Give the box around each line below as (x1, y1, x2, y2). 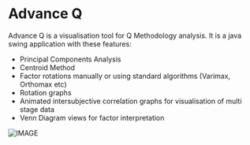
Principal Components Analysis (19, 54, 121, 64)
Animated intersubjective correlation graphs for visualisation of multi (19, 96, 242, 106)
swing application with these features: (8, 39, 132, 48)
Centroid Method (19, 62, 76, 72)
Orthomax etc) (19, 80, 67, 89)
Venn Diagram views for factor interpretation (19, 113, 165, 122)
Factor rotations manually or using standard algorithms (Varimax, (19, 71, 231, 80)
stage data (19, 104, 55, 114)
